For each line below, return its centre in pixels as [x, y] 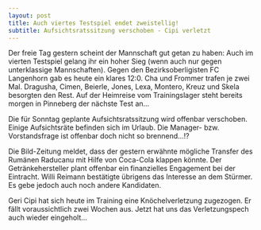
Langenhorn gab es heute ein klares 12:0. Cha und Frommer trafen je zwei [129, 78]
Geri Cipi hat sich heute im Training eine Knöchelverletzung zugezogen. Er [130, 201]
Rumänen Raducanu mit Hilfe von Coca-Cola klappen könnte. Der [115, 160]
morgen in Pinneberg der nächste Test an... [79, 103]
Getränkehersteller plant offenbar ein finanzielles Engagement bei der [122, 169]
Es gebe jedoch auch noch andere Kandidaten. [84, 185]
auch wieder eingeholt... [48, 218]
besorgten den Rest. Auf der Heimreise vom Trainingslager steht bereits [126, 96]
